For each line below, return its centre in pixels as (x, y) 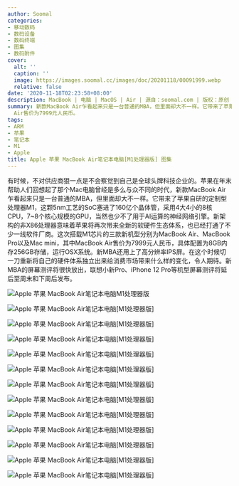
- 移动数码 (21, 27)
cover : (17, 60)
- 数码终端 (21, 41)
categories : (25, 21)
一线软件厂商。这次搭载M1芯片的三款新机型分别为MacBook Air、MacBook (122, 234)
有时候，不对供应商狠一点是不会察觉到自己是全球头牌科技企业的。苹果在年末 (119, 180)
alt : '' (25, 67)
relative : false (38, 87)
